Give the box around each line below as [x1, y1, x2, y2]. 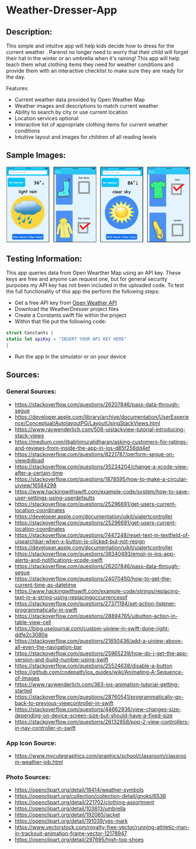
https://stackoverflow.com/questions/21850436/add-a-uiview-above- [14, 637, 183, 644]
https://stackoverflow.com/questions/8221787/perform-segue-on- [14, 450, 175, 457]
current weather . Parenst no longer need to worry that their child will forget [6, 49, 188, 56]
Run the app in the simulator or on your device [14, 352, 126, 360]
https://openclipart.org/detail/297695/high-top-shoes [14, 836, 145, 843]
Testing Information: [6, 254, 82, 263]
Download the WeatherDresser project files [14, 306, 119, 313]
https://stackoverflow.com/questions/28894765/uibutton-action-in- [14, 612, 178, 619]
